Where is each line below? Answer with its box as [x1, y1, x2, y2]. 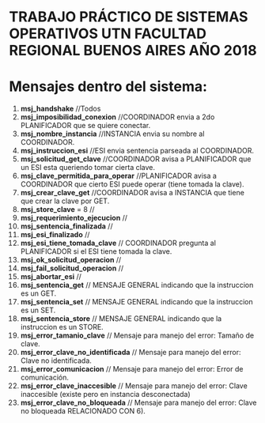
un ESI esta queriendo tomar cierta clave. [20, 163, 156, 172]
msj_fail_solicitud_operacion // [20, 263, 124, 273]
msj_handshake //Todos [20, 104, 101, 114]
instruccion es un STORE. [20, 323, 104, 332]
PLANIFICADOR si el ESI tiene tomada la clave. [20, 247, 172, 256]
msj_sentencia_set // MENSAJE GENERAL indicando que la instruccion [20, 297, 254, 307]
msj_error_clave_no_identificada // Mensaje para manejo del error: [20, 348, 241, 357]
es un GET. [20, 289, 57, 298]
